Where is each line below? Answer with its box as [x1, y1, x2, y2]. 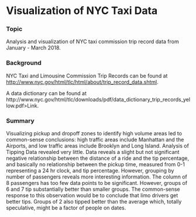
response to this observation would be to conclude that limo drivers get [6, 192, 178, 199]
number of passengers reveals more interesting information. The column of [6, 173, 187, 180]
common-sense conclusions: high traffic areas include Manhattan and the [6, 136, 184, 143]
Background [6, 59, 42, 67]
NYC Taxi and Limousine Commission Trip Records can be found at [6, 72, 168, 79]
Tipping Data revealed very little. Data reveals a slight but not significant [6, 149, 180, 156]
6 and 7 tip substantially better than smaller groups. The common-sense [6, 185, 180, 193]
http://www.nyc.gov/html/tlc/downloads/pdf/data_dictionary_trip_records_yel [6, 96, 191, 103]
